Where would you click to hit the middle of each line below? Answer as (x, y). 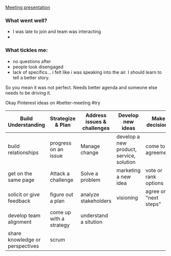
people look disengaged (38, 67)
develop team (24, 215)
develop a (128, 136)
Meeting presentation (28, 7)
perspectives (23, 246)
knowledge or (24, 240)
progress (61, 143)
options (154, 183)
